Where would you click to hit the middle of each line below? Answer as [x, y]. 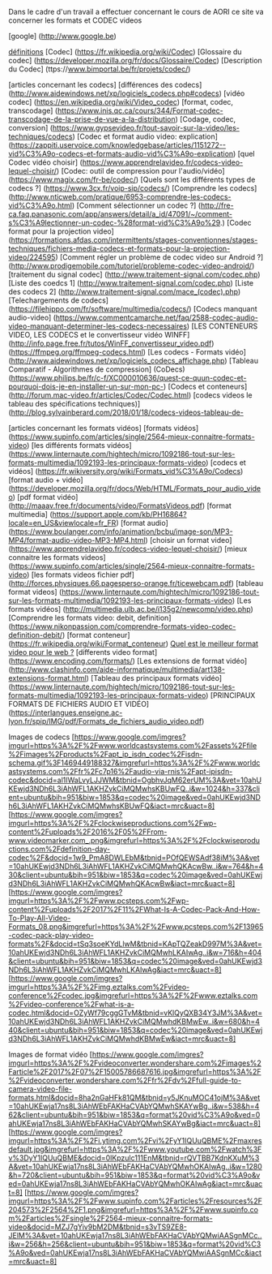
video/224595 [32, 257]
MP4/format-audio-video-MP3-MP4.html [77, 540]
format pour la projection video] [62, 231]
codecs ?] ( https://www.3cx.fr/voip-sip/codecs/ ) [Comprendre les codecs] [133, 188]
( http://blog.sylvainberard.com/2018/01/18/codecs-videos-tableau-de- [126, 412]
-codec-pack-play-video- [51, 935]
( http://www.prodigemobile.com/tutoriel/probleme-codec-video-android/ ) [132, 266]
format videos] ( [35, 592]
